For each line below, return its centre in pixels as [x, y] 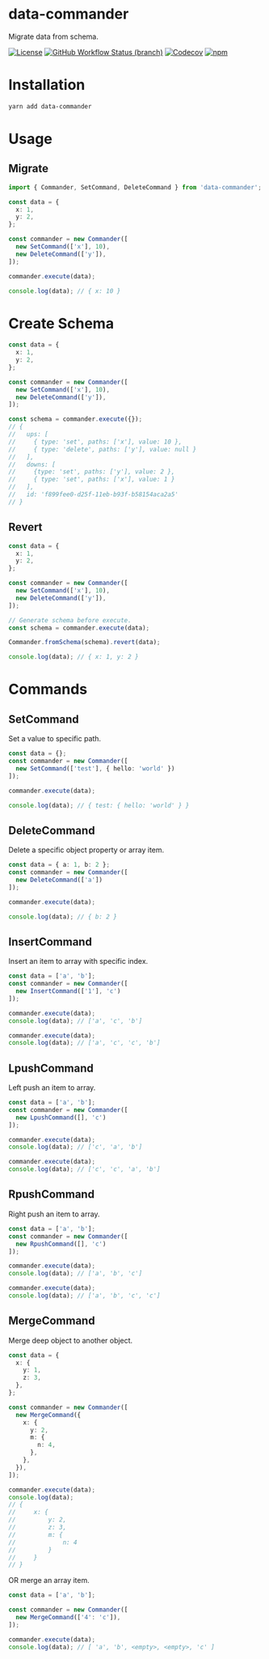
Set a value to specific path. [55, 739]
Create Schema [61, 323]
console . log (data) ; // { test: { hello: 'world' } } [99, 805]
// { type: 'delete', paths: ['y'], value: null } [103, 449]
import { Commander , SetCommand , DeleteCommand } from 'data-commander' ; [135, 187]
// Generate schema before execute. [70, 620]
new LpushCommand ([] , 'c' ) [61, 1118]
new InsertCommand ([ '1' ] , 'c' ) [68, 991]
